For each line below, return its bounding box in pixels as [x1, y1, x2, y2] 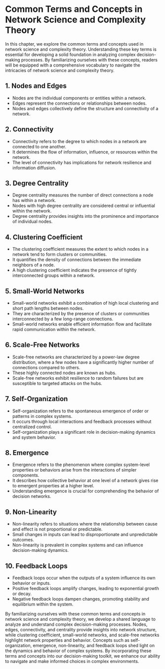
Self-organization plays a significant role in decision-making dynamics [12, 429, 156, 435]
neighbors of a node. [12, 262, 55, 268]
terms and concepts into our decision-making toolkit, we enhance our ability [5, 653, 161, 659]
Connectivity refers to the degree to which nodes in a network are [12, 138, 147, 144]
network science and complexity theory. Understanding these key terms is [5, 46, 157, 52]
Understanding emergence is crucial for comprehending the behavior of [12, 488, 159, 494]
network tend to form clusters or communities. [12, 252, 107, 258]
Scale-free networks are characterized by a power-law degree [12, 354, 140, 360]
